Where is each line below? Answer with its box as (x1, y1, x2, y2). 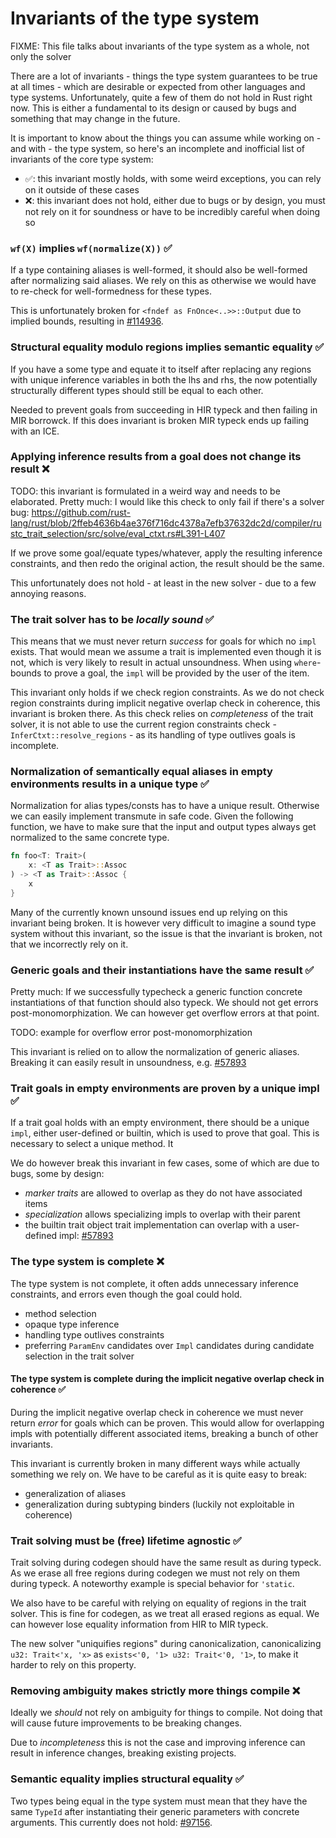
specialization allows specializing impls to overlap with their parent (24, 1208, 301, 1221)
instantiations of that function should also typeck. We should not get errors (10, 997, 319, 1009)
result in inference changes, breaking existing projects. (10, 1747, 237, 1759)
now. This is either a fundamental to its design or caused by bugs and (10, 102, 297, 114)
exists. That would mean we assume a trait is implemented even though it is (10, 646, 322, 658)
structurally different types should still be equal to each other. (10, 384, 264, 396)
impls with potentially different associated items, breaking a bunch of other (10, 1427, 319, 1439)
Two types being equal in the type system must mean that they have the (10, 1795, 308, 1807)
